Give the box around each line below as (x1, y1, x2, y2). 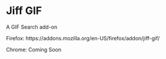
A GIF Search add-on (6, 23, 58, 30)
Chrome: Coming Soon (6, 46, 62, 53)
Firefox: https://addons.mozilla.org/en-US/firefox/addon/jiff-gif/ (6, 34, 160, 41)
